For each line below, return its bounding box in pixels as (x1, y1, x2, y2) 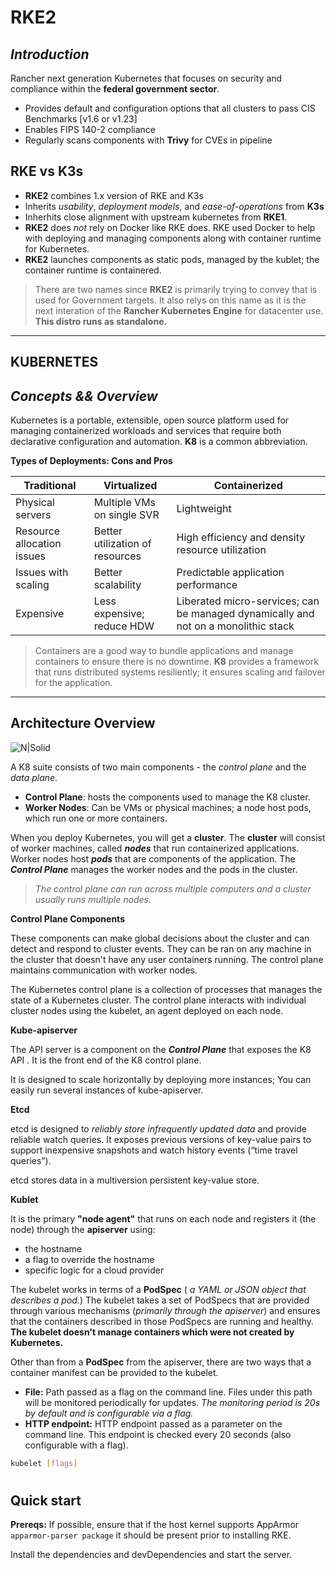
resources (93, 549, 142, 563)
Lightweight (176, 502, 232, 516)
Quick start (10, 1492, 82, 1509)
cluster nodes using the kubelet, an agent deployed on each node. (10, 1004, 284, 1016)
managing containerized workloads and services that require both (10, 425, 282, 437)
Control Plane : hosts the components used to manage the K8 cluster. (24, 791, 311, 803)
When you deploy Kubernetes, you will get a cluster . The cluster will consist (10, 831, 326, 843)
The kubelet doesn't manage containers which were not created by (10, 1326, 295, 1338)
